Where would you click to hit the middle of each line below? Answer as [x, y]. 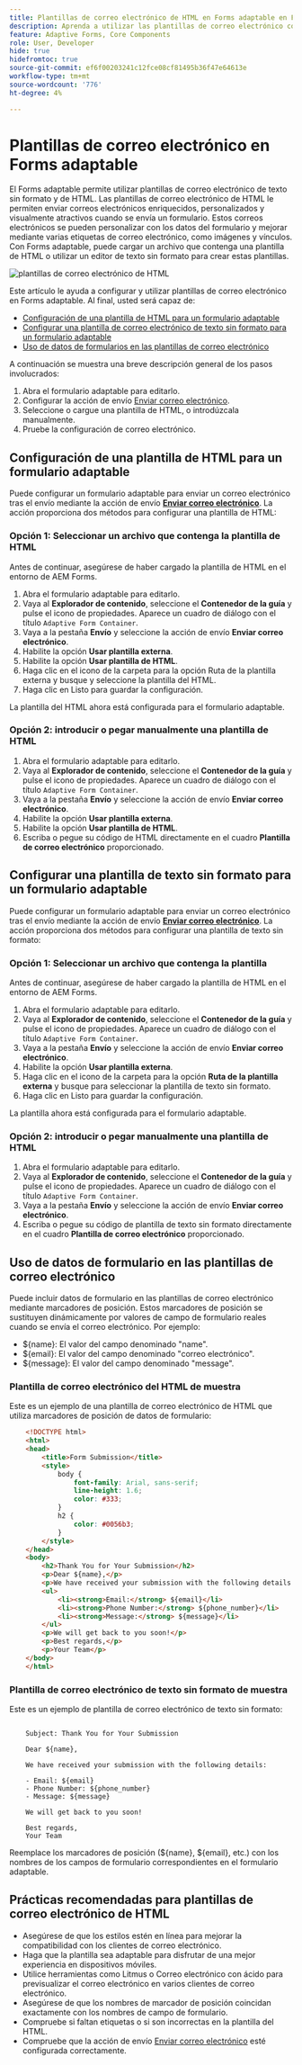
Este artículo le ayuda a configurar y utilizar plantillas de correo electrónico [148, 291]
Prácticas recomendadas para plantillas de [132, 1900]
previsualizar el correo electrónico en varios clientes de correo [138, 1983]
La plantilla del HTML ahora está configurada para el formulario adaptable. [147, 706]
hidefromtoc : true [44, 59]
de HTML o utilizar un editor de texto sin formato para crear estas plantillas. [149, 256]
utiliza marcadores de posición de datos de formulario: [111, 1416]
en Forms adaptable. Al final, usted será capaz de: [102, 301]
